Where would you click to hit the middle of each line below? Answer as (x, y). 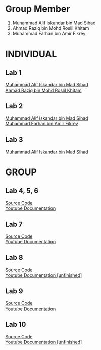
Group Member (38, 9)
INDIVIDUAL (31, 54)
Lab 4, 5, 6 (22, 191)
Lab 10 (16, 324)
